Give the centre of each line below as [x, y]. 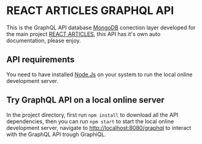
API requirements [41, 59]
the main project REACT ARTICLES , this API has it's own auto [84, 34]
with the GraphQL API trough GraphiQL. [56, 134]
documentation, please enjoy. [44, 40]
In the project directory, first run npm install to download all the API [92, 115]
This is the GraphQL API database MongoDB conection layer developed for [101, 27]
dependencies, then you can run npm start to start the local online [90, 121]
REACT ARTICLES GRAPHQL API [90, 11]
